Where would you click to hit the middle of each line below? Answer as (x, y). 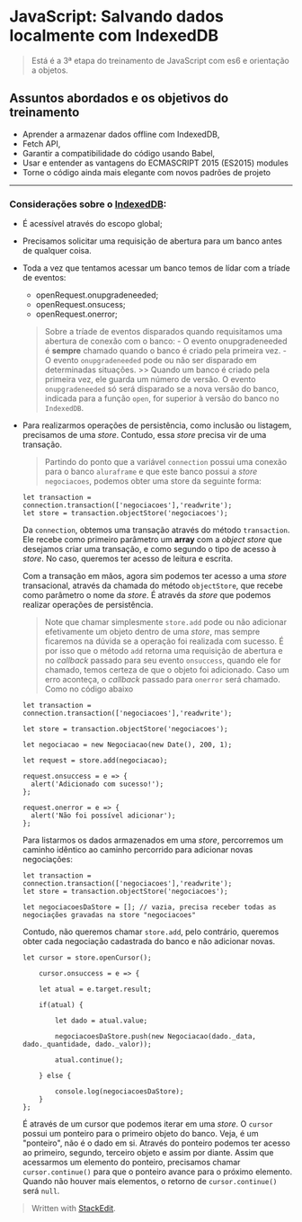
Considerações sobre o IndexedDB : (88, 204)
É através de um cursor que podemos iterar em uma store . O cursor (147, 1124)
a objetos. (50, 70)
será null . (41, 1191)
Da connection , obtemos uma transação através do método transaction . (156, 530)
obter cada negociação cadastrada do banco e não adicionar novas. (149, 941)
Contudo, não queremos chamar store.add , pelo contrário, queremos (151, 932)
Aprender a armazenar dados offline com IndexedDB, (121, 134)
